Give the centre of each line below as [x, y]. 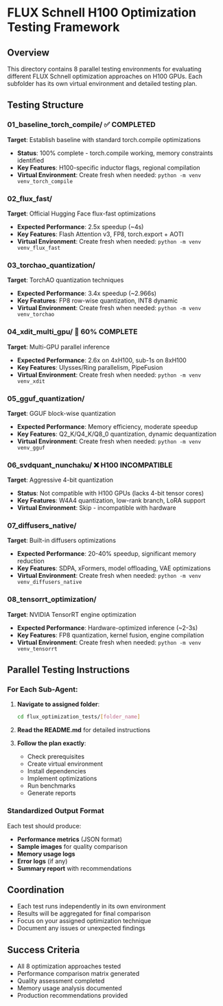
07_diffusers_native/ [42, 526]
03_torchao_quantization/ [51, 265]
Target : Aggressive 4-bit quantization [60, 480]
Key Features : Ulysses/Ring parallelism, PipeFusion [90, 367]
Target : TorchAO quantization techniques [66, 280]
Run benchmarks [51, 786]
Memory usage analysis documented [69, 988]
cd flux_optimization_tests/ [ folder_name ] [79, 717]
